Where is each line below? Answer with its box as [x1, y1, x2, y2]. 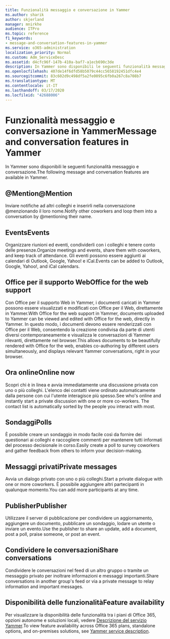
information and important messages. [5, 583, 83, 590]
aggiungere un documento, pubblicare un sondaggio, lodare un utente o [5, 521, 155, 526]
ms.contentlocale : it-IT [5, 83, 58, 88]
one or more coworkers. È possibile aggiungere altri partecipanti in [5, 481, 144, 488]
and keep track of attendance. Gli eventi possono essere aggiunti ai [5, 252, 146, 258]
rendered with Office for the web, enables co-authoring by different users [5, 343, 159, 349]
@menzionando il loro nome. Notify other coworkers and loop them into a [5, 208, 157, 214]
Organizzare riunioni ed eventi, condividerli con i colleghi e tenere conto [5, 241, 155, 248]
